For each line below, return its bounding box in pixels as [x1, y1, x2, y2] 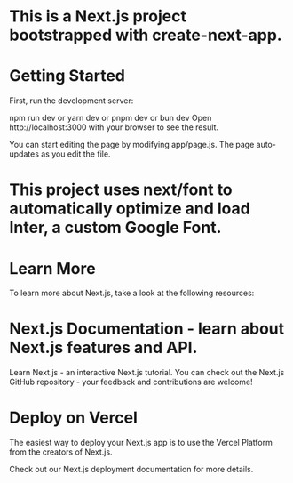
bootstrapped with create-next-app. [9, 25, 282, 45]
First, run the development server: [9, 95, 134, 106]
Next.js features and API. [9, 338, 198, 358]
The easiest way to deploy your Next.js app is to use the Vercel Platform [9, 438, 273, 448]
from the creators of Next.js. [9, 447, 113, 457]
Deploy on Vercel [9, 407, 138, 428]
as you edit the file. [41, 149, 111, 159]
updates [9, 149, 40, 159]
